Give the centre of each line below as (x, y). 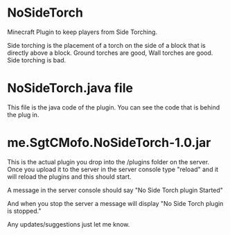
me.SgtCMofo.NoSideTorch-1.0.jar (109, 143)
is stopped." (24, 211)
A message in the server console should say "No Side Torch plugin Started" (115, 190)
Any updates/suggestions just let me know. (69, 224)
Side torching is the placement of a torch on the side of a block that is (106, 45)
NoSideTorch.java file (70, 88)
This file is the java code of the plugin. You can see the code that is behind (114, 107)
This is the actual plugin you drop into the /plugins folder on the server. (108, 162)
